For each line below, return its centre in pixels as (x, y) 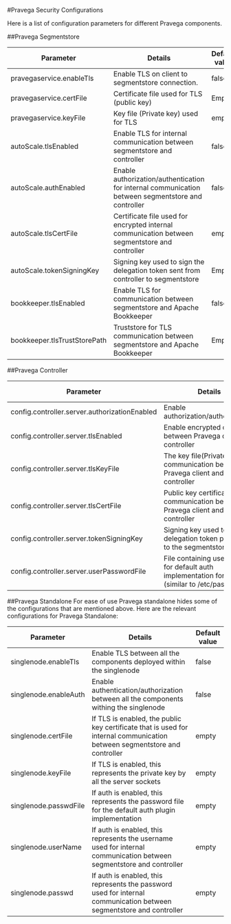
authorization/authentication (159, 179)
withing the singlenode (129, 707)
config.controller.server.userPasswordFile (78, 571)
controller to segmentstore (156, 279)
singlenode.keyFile (41, 773)
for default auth (189, 567)
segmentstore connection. (155, 82)
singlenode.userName (46, 847)
